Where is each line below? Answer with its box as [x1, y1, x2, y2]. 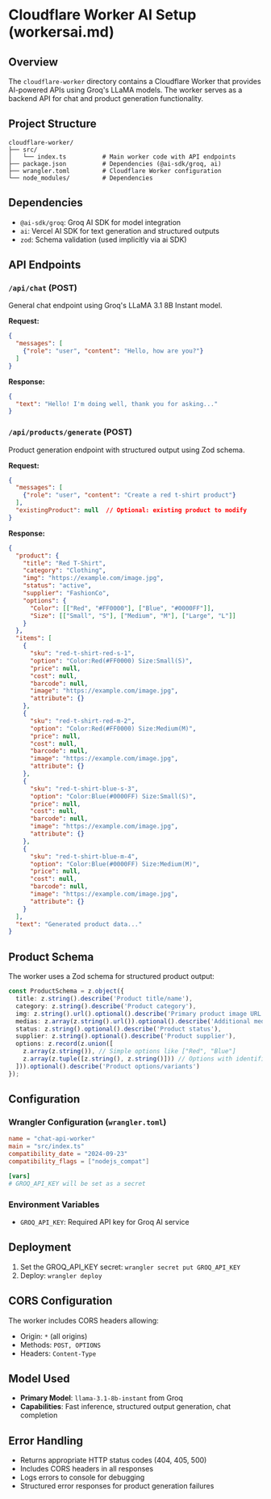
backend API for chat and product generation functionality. [8, 94, 204, 103]
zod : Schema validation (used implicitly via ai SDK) [19, 235, 187, 244]
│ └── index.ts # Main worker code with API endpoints [8, 152, 236, 161]
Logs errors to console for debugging [19, 1472, 145, 1482]
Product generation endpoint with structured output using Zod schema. [8, 445, 245, 455]
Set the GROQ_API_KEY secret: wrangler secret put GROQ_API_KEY [19, 1262, 240, 1272]
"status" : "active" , [23, 582, 92, 590]
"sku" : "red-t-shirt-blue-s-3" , [29, 785, 139, 793]
